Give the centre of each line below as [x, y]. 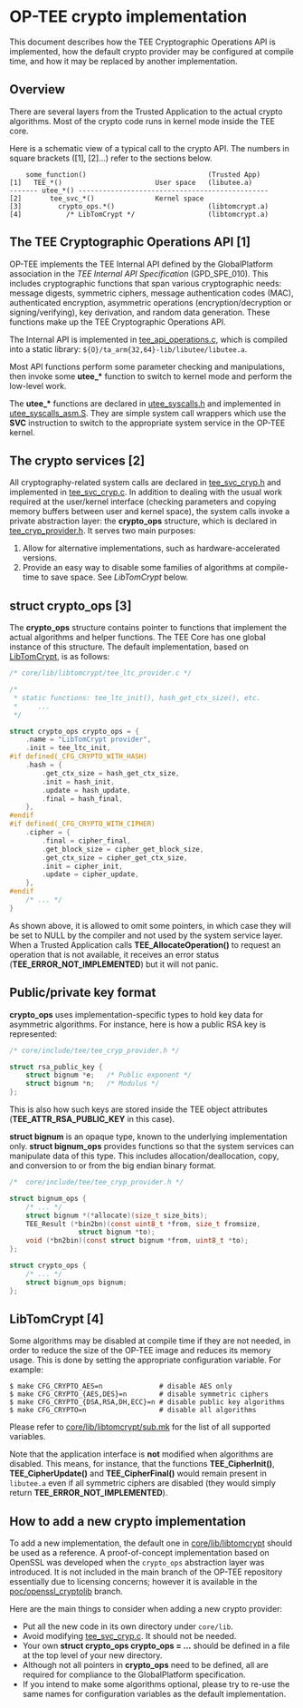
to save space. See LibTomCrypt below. [114, 577]
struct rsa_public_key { [56, 1067]
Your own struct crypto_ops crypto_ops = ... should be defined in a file [156, 1646]
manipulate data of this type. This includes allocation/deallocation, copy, [144, 1156]
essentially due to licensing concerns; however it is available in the [133, 1582]
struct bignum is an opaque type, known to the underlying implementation [148, 1137]
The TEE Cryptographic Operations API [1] [130, 242]
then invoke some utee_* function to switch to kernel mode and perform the [151, 376]
